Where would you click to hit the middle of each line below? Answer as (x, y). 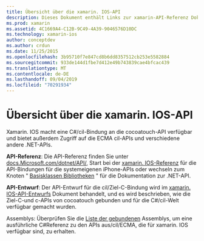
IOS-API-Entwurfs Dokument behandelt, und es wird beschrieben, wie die (99, 194)
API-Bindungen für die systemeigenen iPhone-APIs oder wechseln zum (96, 169)
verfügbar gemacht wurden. (42, 206)
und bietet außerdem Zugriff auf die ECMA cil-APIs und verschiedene (93, 138)
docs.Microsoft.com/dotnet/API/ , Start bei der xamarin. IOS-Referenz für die (101, 163)
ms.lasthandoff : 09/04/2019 (42, 79)
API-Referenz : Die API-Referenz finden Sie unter (67, 156)
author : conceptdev (31, 40)
